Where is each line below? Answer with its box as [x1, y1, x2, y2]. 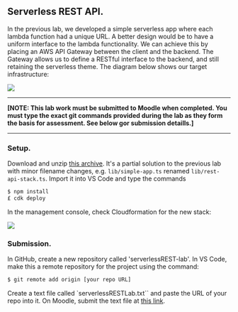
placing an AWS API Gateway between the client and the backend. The [7, 47, 214, 55]
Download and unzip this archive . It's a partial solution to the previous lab [7, 159, 222, 168]
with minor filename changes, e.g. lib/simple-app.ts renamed [7, 167, 190, 176]
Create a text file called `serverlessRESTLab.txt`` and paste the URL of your [7, 289, 227, 298]
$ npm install [7, 188, 50, 195]
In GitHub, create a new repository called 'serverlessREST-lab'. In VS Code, [7, 255, 227, 264]
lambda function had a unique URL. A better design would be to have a [7, 32, 214, 41]
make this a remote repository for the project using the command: [7, 262, 200, 271]
